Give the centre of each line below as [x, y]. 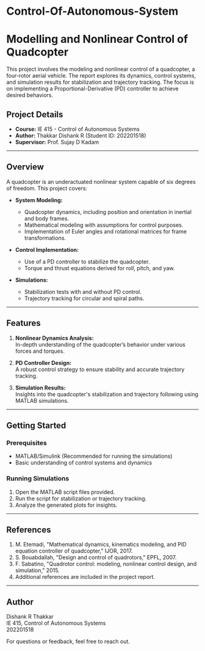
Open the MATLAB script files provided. [65, 492]
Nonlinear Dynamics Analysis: [54, 338]
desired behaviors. [30, 95]
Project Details [35, 114]
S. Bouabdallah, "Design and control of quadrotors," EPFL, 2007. [96, 557]
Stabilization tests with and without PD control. [83, 292]
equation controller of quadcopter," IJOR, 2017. [74, 551]
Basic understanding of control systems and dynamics [84, 463]
